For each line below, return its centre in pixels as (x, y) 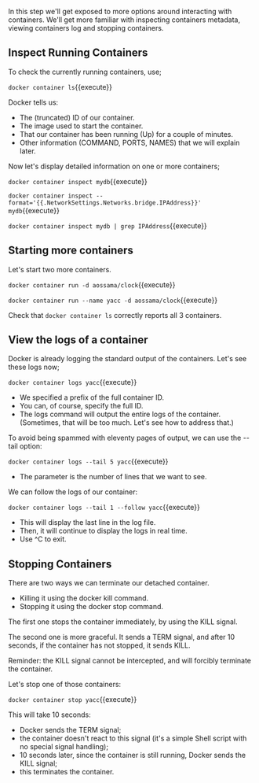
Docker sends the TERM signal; (70, 730)
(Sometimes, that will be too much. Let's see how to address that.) (126, 423)
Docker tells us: (33, 102)
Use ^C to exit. (43, 539)
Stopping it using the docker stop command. (91, 607)
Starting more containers (71, 251)
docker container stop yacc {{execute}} (73, 700)
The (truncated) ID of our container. (77, 117)
